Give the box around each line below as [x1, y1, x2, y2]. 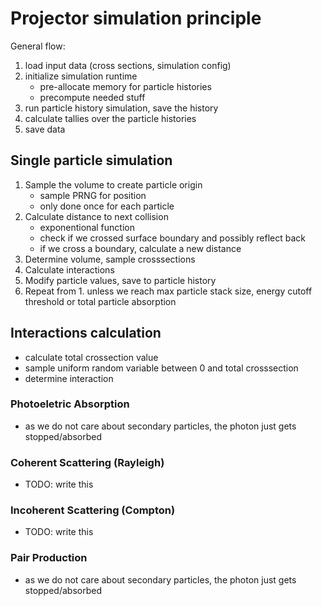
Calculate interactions [24, 263, 115, 276]
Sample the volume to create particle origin [24, 178, 203, 191]
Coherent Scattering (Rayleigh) [10, 455, 165, 469]
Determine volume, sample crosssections [24, 253, 196, 265]
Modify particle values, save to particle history [24, 274, 217, 286]
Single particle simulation [10, 152, 173, 169]
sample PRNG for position [39, 189, 147, 201]
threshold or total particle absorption [24, 295, 177, 307]
